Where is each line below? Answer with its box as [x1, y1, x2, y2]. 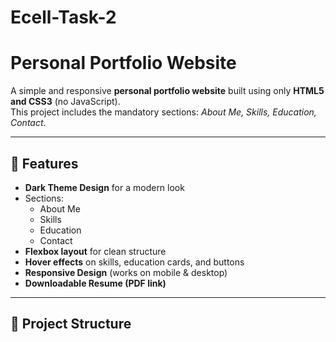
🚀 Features [10, 155, 79, 172]
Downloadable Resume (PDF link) [24, 277, 167, 289]
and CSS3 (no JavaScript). [10, 96, 121, 108]
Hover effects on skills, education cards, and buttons [24, 256, 245, 268]
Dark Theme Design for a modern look [24, 181, 185, 193]
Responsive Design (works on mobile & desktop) [24, 266, 228, 278]
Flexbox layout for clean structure [24, 245, 167, 257]
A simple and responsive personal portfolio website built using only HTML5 [10, 85, 325, 97]
